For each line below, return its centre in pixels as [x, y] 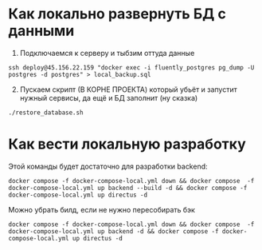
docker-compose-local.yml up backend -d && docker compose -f [113, 231]
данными [41, 31]
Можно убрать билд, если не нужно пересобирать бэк [102, 209]
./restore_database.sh [46, 113]
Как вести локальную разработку [127, 144]
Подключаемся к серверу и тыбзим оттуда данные [107, 53]
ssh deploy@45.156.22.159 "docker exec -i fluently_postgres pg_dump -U [131, 67]
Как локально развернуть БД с [117, 14]
